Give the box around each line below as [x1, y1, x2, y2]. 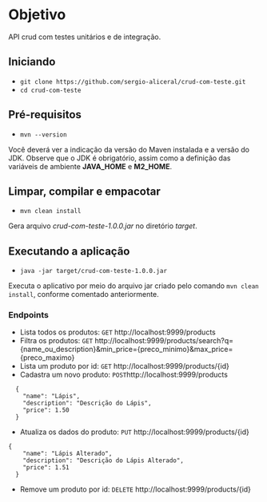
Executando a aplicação [8, 244, 130, 258]
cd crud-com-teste [19, 86, 82, 94]
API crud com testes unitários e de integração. [8, 32, 161, 42]
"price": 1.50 [22, 406, 70, 414]
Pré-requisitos [8, 108, 82, 121]
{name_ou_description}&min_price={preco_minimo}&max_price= [19, 345, 233, 354]
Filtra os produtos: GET [19, 336, 94, 346]
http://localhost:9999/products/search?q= [94, 336, 234, 346]
